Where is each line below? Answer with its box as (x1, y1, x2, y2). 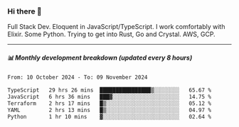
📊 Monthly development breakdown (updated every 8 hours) (7, 53, 193, 62)
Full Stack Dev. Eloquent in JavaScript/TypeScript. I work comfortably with (7, 23, 225, 31)
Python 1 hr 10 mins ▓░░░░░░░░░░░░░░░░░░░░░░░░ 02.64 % (7, 113, 212, 120)
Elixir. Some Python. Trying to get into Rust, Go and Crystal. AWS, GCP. (7, 30, 216, 38)
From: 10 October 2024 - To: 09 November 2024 (7, 74, 148, 81)
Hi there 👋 (7, 6, 43, 16)
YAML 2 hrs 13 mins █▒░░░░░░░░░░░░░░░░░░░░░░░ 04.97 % (7, 106, 212, 114)
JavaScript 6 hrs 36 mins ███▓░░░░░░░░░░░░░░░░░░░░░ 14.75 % (7, 94, 212, 101)
